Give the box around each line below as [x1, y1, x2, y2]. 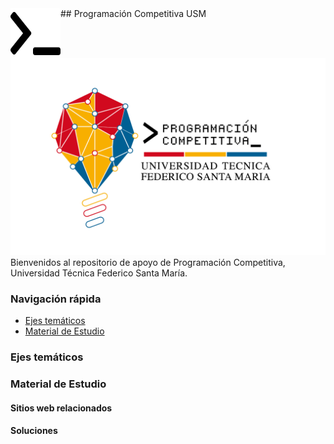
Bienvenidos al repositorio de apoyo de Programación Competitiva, [10, 257, 286, 268]
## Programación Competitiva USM [60, 8, 207, 19]
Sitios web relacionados [10, 402, 113, 414]
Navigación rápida [10, 292, 102, 306]
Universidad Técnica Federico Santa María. [10, 267, 188, 279]
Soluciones [10, 425, 58, 437]
